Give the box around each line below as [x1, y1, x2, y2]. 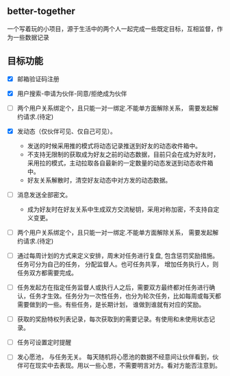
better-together [7, 5, 75, 17]
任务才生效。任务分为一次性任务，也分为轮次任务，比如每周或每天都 [29, 292, 221, 301]
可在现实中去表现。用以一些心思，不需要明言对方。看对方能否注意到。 [23, 362, 221, 370]
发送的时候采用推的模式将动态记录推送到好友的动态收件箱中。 [27, 141, 202, 150]
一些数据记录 [12, 33, 49, 41]
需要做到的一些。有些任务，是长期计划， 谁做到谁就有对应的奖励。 [16, 301, 205, 309]
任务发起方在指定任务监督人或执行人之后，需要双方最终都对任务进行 [16, 283, 209, 292]
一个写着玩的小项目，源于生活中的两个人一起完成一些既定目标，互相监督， [7, 24, 217, 33]
